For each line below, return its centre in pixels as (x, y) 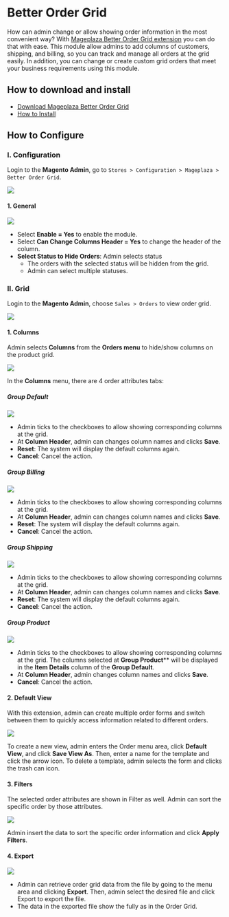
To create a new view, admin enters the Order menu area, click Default (107, 746)
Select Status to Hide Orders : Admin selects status (89, 256)
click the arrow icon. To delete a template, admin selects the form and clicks (114, 761)
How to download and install (69, 90)
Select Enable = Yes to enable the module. (77, 234)
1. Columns (23, 332)
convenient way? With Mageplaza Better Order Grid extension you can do (111, 39)
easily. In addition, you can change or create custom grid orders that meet (112, 61)
